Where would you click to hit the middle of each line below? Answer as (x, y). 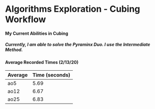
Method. (14, 50)
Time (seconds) (51, 75)
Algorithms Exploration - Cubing (73, 9)
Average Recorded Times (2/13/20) (42, 62)
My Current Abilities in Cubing (37, 33)
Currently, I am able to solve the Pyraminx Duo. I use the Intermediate (78, 45)
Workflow (26, 19)
